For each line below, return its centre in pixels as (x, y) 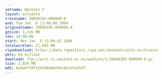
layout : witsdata (23, 14)
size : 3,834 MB (20, 63)
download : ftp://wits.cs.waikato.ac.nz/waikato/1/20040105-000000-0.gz (79, 59)
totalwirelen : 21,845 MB (30, 46)
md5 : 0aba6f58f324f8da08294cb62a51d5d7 (45, 68)
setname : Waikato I (25, 9)
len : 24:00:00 (19, 37)
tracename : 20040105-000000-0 (36, 18)
